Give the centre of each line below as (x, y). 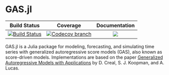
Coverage (69, 25)
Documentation (116, 25)
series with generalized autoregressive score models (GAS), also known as (84, 52)
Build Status (24, 25)
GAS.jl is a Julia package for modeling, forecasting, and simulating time (80, 46)
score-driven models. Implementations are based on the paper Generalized (84, 57)
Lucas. (12, 68)
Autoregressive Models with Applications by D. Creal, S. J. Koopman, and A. (85, 62)
